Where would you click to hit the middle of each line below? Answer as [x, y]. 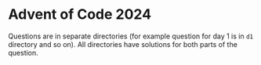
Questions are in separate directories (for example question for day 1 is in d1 [131, 36]
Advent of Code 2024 [80, 14]
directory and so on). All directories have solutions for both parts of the [123, 44]
